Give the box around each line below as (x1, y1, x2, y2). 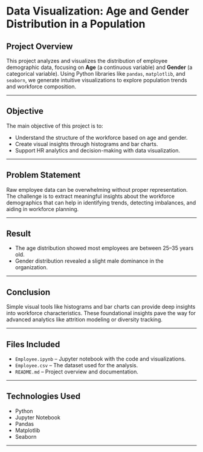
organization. (14, 264, 48, 271)
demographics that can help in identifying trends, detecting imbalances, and (6, 198, 196, 206)
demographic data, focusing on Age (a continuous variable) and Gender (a (6, 64, 193, 71)
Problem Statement (6, 170, 81, 180)
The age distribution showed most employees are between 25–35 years (14, 244, 194, 252)
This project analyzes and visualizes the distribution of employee (6, 57, 168, 64)
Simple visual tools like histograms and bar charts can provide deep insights (6, 303, 196, 310)
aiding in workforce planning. (6, 205, 79, 212)
